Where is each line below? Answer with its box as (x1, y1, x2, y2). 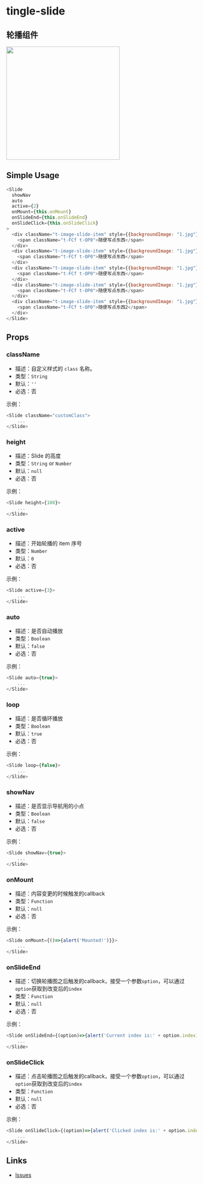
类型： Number (14, 548, 48, 555)
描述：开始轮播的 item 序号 (14, 540, 82, 547)
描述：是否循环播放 (14, 715, 63, 722)
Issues (14, 1171, 32, 1179)
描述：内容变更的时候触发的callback (14, 890, 105, 897)
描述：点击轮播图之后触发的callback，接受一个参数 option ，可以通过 (14, 1072, 185, 1080)
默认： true (14, 730, 42, 737)
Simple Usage (6, 170, 60, 181)
